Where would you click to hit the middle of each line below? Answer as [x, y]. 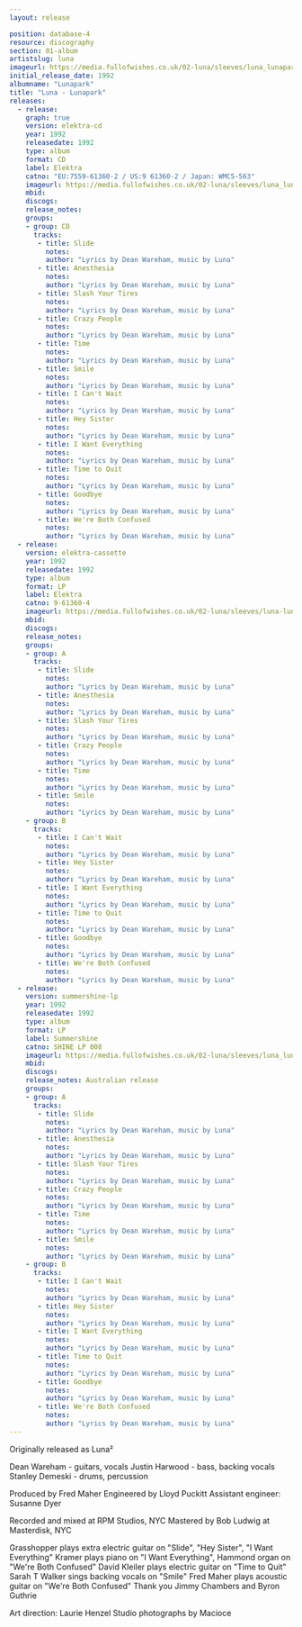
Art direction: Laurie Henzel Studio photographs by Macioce [120, 1613]
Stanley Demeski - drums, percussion [79, 1476]
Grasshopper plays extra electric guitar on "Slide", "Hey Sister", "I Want [142, 1547]
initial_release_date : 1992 [62, 76]
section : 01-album [44, 50]
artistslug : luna [42, 59]
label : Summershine [62, 1038]
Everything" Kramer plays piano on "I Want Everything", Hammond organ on [150, 1557]
